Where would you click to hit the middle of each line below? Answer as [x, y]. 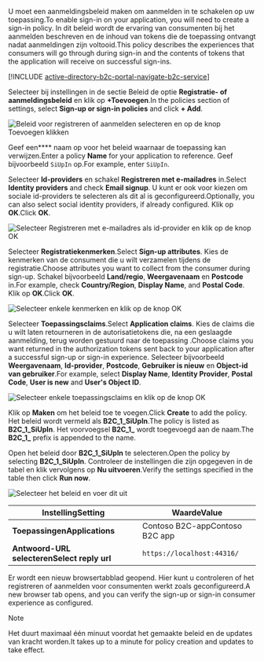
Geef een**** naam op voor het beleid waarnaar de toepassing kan [117, 147]
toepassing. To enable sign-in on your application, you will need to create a [129, 20]
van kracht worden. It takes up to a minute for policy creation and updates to [131, 641]
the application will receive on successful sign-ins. [90, 61]
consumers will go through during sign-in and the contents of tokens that [126, 53]
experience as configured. [51, 603]
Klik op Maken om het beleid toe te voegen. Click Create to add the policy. [128, 413]
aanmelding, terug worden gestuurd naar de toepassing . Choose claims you [131, 340]
